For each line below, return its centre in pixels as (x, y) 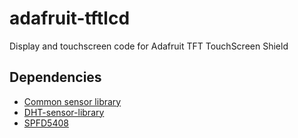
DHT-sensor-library (64, 112)
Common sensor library (72, 101)
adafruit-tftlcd (70, 18)
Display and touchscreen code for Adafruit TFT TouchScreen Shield (149, 46)
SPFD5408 (46, 123)
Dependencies (55, 77)
